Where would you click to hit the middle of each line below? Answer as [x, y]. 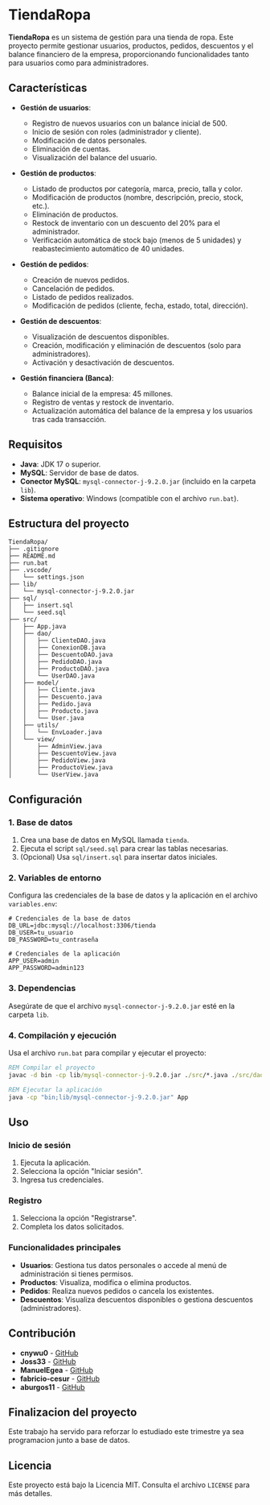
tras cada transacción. [69, 419]
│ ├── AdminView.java [55, 747]
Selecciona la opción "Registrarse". [78, 1218]
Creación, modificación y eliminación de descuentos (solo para [136, 345]
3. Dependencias [42, 989]
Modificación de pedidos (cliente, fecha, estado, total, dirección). [140, 305]
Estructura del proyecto [69, 523]
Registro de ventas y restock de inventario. [103, 402]
